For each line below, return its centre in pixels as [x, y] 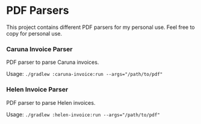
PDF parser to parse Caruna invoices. [53, 62]
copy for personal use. [34, 33]
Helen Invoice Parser [37, 90]
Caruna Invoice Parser [39, 49]
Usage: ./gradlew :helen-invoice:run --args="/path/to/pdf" [83, 114]
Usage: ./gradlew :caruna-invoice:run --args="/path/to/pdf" [85, 74]
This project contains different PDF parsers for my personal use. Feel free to [100, 27]
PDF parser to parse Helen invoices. [51, 102]
